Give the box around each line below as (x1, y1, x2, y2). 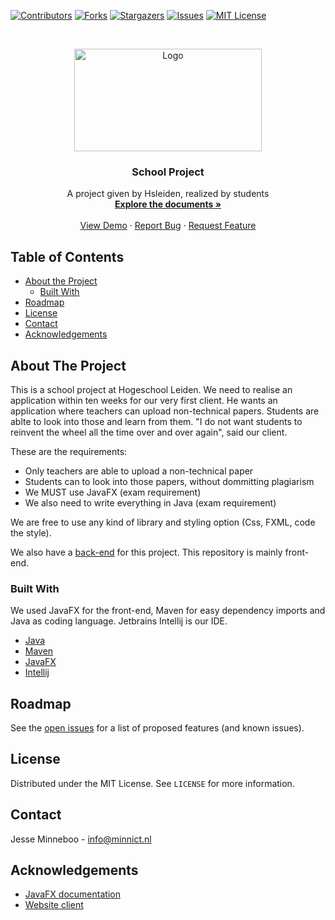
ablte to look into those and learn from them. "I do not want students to (10, 415, 303, 427)
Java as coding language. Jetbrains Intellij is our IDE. (10, 615, 228, 627)
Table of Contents (10, 248, 125, 265)
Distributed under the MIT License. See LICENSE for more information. (10, 777, 295, 789)
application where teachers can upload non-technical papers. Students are (10, 405, 320, 417)
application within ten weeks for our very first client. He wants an (10, 394, 278, 406)
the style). (10, 526, 52, 539)
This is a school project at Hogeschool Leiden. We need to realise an (10, 383, 293, 395)
